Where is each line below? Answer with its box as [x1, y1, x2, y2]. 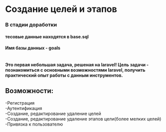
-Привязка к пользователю [5, 121, 63, 127]
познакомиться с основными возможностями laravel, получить [5, 67, 146, 73]
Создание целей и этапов [5, 3, 117, 15]
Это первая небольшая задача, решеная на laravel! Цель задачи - [5, 61, 149, 68]
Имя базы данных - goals [5, 45, 61, 51]
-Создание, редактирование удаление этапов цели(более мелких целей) [5, 116, 162, 122]
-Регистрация [5, 100, 35, 106]
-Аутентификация [5, 105, 42, 111]
